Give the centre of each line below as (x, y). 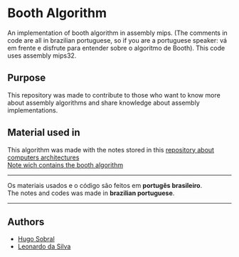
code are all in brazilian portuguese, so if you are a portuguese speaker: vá (117, 40)
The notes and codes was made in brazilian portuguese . (91, 193)
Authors (26, 222)
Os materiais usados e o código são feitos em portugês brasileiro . (105, 185)
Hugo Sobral (36, 239)
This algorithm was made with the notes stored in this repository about (111, 150)
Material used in (44, 133)
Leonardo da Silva (44, 246)
